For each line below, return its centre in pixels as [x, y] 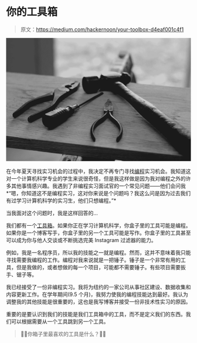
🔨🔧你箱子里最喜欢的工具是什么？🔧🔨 [63, 334]
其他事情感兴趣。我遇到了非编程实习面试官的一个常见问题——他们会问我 [98, 186]
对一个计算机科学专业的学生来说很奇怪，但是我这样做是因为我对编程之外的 [96, 178]
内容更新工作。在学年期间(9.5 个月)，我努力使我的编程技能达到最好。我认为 [97, 294]
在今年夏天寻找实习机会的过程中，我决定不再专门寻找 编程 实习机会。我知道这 [98, 171]
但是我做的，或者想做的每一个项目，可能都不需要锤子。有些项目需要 [98, 267]
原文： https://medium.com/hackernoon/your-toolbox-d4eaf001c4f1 [102, 29]
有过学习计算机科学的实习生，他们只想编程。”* [61, 201]
